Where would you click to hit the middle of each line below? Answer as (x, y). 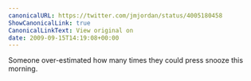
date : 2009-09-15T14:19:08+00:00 (64, 38)
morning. (23, 69)
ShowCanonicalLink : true (49, 23)
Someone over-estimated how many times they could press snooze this (126, 60)
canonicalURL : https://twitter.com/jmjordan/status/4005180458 (116, 15)
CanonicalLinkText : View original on (71, 30)
